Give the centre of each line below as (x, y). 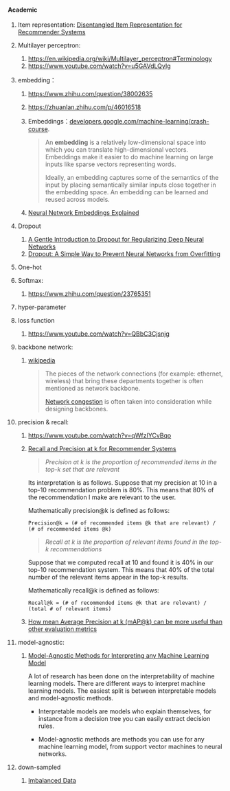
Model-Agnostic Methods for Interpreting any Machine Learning (118, 656)
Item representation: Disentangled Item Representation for (100, 25)
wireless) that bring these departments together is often (124, 381)
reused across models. (78, 200)
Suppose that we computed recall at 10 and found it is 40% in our (120, 562)
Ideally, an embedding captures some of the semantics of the (132, 178)
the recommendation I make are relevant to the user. (102, 497)
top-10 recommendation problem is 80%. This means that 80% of (121, 490)
